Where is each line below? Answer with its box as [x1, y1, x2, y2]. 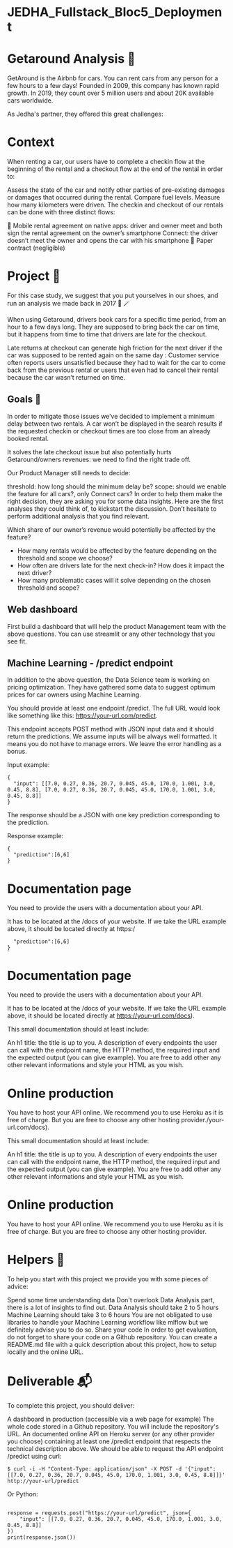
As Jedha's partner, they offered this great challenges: [7, 110, 163, 119]
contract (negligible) [7, 244, 65, 252]
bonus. [7, 747, 27, 756]
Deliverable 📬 [7, 1374, 93, 1390]
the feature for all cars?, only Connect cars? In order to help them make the [7, 489, 223, 498]
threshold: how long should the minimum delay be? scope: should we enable [7, 482, 227, 491]
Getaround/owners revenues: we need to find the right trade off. [7, 455, 191, 463]
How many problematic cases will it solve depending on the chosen [17, 576, 211, 584]
